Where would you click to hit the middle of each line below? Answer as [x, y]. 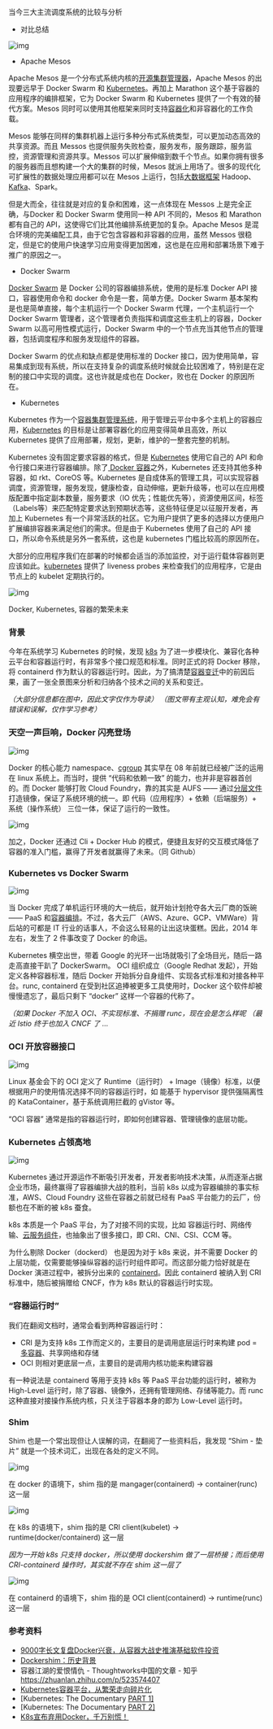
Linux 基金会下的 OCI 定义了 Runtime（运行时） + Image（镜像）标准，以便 [134, 1082]
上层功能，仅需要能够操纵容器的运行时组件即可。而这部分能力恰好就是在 [129, 1262]
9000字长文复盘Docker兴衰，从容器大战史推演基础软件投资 [119, 1650]
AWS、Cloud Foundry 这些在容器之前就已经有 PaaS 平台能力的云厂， [138, 1197]
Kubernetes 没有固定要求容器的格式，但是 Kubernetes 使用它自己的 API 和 [132, 457]
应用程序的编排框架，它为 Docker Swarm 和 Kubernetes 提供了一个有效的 [131, 98]
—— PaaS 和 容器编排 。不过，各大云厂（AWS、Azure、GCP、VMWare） [130, 917]
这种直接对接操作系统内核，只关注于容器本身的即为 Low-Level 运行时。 [128, 1400]
